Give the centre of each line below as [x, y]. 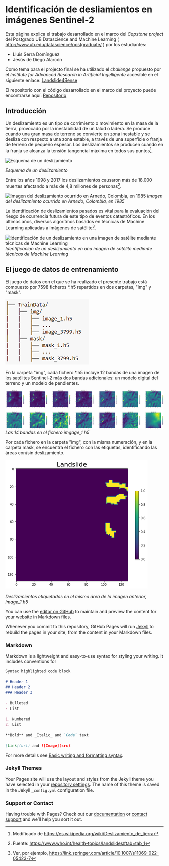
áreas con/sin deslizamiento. [35, 453]
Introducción [26, 111]
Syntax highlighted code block [38, 671]
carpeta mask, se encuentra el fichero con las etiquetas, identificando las [81, 448]
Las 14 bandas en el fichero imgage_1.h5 [47, 432]
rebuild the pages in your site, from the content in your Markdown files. [79, 632]
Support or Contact [29, 803]
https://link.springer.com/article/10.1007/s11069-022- [104, 853]
